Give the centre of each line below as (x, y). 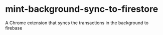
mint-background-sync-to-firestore (82, 9)
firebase (14, 28)
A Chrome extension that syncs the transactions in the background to (77, 23)
